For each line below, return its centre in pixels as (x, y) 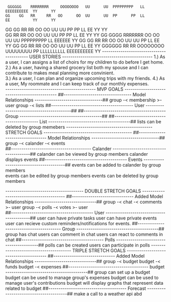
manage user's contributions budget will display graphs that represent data (84, 283)
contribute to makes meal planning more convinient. (60, 73)
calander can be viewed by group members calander (92, 154)
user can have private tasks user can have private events (97, 218)
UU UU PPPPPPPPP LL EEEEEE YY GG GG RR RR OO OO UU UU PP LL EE (82, 40)
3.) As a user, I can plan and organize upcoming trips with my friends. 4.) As (85, 78)
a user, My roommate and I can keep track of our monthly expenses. (77, 84)
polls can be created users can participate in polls (97, 245)
